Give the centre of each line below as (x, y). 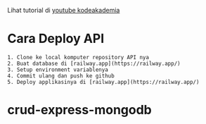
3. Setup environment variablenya (58, 70)
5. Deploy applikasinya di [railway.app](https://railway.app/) (103, 82)
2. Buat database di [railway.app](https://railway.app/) (94, 63)
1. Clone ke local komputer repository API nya (78, 57)
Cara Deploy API (56, 39)
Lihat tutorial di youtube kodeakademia (64, 10)
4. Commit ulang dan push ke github (61, 76)
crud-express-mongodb (80, 110)
